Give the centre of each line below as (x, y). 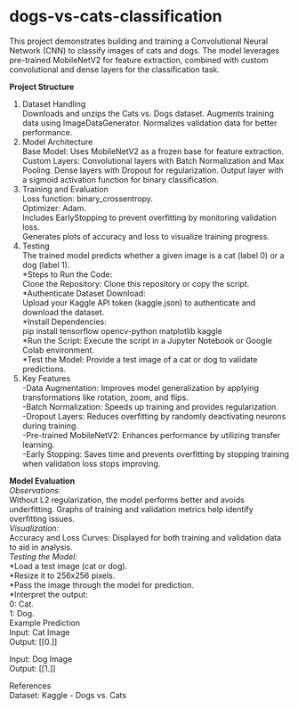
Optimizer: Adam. (54, 208)
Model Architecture (57, 142)
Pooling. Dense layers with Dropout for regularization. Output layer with (153, 170)
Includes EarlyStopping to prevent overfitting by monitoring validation (149, 217)
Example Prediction (44, 623)
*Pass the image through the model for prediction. (101, 584)
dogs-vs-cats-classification (116, 16)
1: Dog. (22, 613)
